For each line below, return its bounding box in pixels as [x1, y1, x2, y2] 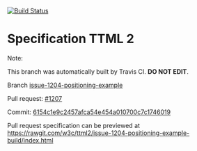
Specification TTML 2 [7, 31, 134, 47]
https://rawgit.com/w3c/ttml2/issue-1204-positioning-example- [7, 129, 190, 137]
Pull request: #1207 [7, 94, 63, 102]
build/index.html [7, 136, 54, 144]
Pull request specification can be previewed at [7, 121, 141, 129]
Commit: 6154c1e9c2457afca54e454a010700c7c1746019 [7, 108, 171, 116]
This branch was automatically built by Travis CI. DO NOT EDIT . [7, 67, 189, 76]
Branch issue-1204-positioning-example [7, 81, 123, 89]
